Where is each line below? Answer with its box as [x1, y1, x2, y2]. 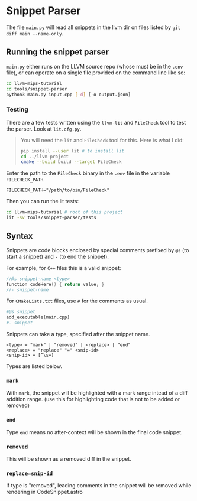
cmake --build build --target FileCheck [20, 159, 122, 165]
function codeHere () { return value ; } [6, 281, 105, 287]
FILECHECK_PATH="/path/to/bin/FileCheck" [6, 187, 110, 193]
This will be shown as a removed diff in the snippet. [6, 456, 131, 462]
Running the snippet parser [6, 47, 109, 57]
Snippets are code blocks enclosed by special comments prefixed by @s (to [6, 246, 189, 253]
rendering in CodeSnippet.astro [6, 489, 83, 496]
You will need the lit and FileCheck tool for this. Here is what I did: [20, 136, 185, 144]
